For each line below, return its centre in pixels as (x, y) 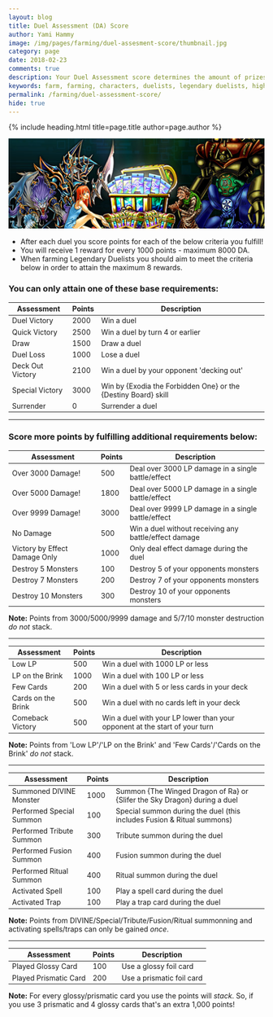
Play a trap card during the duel (168, 902)
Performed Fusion (42, 851)
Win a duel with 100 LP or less (153, 675)
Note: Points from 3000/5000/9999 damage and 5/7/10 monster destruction (136, 618)
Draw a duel (121, 343)
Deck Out (28, 366)
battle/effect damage (165, 537)
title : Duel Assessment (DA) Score (69, 26)
